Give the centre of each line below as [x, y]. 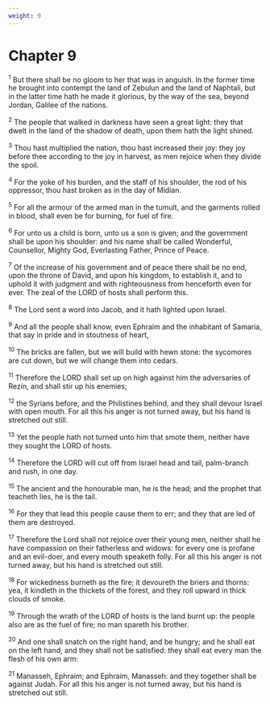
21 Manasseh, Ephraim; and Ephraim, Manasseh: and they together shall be [133, 675]
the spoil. [24, 165]
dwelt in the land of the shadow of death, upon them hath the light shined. [131, 131]
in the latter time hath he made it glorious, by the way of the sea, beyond [129, 97]
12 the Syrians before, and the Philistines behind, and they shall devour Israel [135, 402]
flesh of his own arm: [44, 659]
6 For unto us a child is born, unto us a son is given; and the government [128, 232]
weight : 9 [25, 16]
